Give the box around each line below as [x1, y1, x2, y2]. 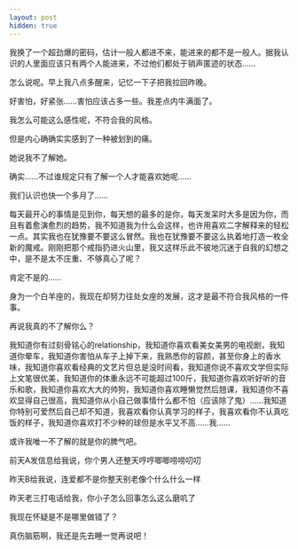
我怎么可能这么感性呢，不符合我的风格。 [9, 114, 157, 125]
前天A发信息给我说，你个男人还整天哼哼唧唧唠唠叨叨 [9, 454, 201, 466]
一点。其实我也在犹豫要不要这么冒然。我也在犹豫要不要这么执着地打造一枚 [9, 231, 281, 241]
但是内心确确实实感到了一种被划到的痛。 [9, 133, 157, 144]
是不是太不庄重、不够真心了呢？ [24, 253, 142, 263]
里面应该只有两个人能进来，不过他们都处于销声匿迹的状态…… [32, 58, 256, 68]
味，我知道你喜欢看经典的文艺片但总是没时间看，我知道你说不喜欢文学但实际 [9, 361, 289, 373]
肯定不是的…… [9, 271, 62, 282]
